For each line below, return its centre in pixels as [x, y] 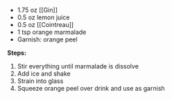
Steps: [17, 53]
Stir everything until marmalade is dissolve [78, 66]
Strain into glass [40, 81]
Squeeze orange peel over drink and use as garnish [91, 88]
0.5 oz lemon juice [43, 17]
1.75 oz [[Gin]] [37, 10]
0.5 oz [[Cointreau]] [45, 25]
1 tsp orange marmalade [52, 32]
